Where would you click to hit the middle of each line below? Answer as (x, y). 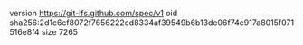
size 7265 (60, 32)
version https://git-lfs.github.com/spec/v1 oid (94, 13)
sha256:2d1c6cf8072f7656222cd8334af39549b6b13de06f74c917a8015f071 (152, 22)
